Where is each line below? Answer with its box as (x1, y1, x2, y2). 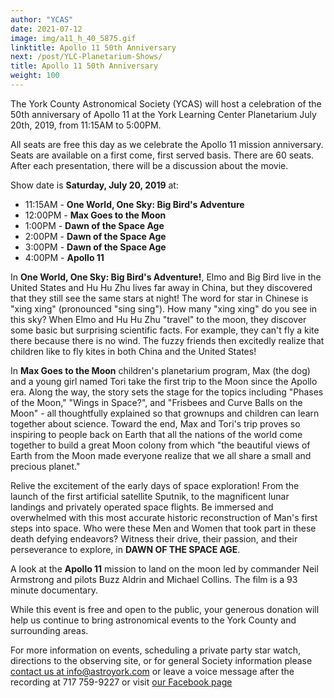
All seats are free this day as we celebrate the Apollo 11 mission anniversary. (10, 138, 324, 150)
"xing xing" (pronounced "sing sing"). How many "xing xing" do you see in (10, 302, 318, 315)
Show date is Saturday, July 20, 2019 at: (10, 179, 179, 191)
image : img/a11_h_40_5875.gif (10, 33, 137, 43)
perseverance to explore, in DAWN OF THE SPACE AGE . (10, 543, 241, 555)
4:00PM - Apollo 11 (24, 251, 105, 263)
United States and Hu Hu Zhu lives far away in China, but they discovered (10, 281, 313, 293)
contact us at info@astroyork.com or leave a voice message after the (10, 665, 295, 677)
